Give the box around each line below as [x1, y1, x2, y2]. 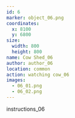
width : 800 [12, 43, 40, 50]
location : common [6, 65, 51, 72]
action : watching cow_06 [6, 72, 70, 78]
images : [6, 77, 26, 83]
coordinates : [6, 20, 40, 26]
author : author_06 [6, 60, 53, 66]
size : [6, 37, 20, 43]
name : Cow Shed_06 [6, 54, 53, 61]
